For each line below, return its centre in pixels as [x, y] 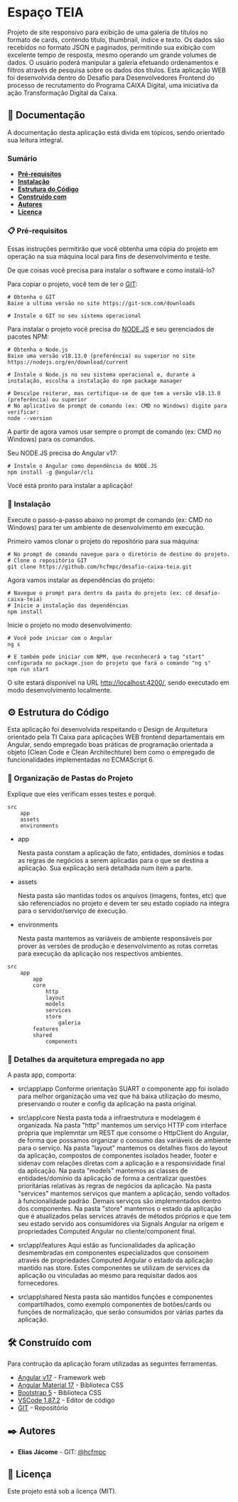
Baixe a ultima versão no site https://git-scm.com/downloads [101, 304]
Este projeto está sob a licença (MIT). [62, 1491]
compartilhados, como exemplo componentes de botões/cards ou [114, 1304]
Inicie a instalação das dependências [71, 606]
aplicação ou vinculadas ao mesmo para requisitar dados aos [107, 1276]
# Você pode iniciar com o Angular [60, 638]
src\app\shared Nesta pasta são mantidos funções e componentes [115, 1297]
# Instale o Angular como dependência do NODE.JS [82, 466]
